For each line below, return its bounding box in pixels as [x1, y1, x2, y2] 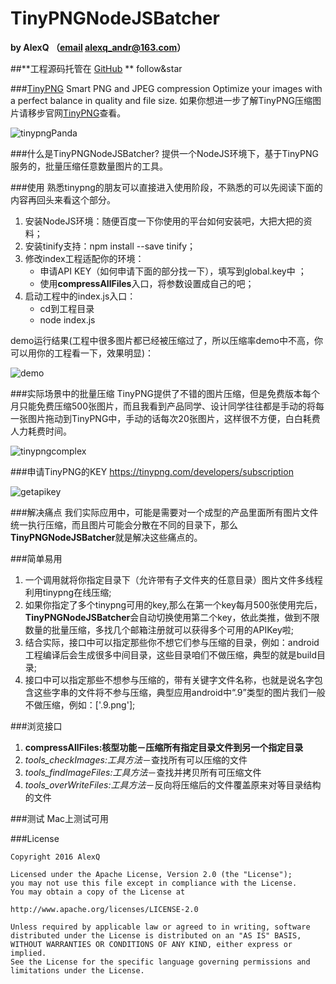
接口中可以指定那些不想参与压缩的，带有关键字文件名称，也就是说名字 [24, 673, 315, 686]
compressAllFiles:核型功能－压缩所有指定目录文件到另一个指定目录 [24, 741, 304, 753]
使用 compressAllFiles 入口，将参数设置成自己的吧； [39, 277, 255, 289]
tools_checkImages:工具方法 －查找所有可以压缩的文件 [24, 753, 248, 766]
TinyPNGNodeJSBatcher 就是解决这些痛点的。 [10, 531, 203, 543]
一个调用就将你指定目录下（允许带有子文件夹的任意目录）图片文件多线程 [24, 573, 323, 586]
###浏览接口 [10, 720, 63, 732]
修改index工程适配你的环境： [24, 252, 145, 264]
